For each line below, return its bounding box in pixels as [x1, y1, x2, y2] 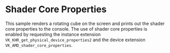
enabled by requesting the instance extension [5, 31, 101, 37]
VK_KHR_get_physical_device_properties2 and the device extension [5, 37, 146, 43]
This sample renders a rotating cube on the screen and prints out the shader [5, 20, 165, 26]
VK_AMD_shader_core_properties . [5, 42, 73, 48]
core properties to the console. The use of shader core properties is [5, 25, 148, 32]
